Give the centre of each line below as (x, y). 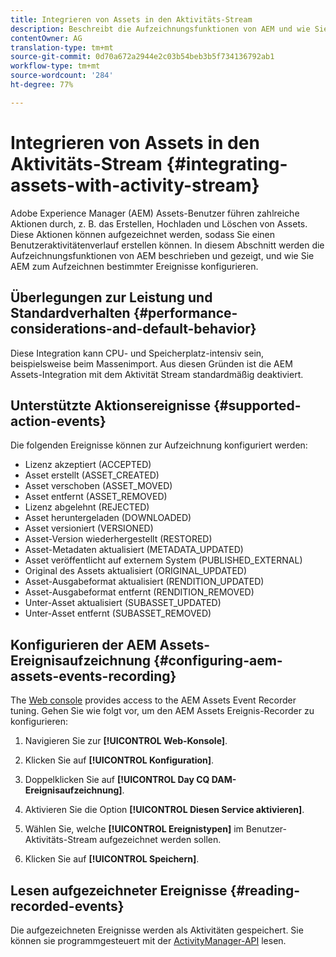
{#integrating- (227, 163)
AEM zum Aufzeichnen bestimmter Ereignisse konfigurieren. (134, 266)
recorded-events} (67, 906)
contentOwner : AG (46, 38)
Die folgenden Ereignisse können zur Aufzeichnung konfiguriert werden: (159, 445)
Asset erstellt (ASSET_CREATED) (92, 475)
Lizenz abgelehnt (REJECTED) (87, 507)
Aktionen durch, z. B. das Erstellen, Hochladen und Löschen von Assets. (159, 223)
